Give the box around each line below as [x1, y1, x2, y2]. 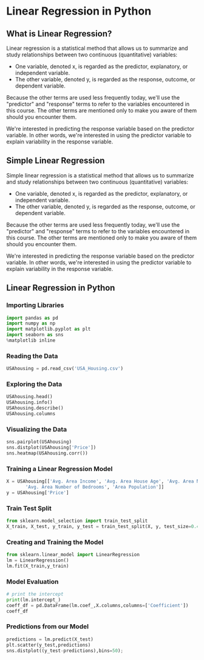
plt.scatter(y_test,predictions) [6, 642, 91, 648]
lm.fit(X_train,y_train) [6, 563, 69, 569]
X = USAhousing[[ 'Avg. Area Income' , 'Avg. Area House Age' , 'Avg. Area [6, 478, 194, 484]
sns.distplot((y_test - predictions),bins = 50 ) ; [6, 647, 123, 654]
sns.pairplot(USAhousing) [6, 439, 72, 445]
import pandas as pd [6, 315, 59, 321]
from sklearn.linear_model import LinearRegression [6, 552, 140, 558]
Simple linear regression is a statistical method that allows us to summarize [6, 171, 194, 179]
